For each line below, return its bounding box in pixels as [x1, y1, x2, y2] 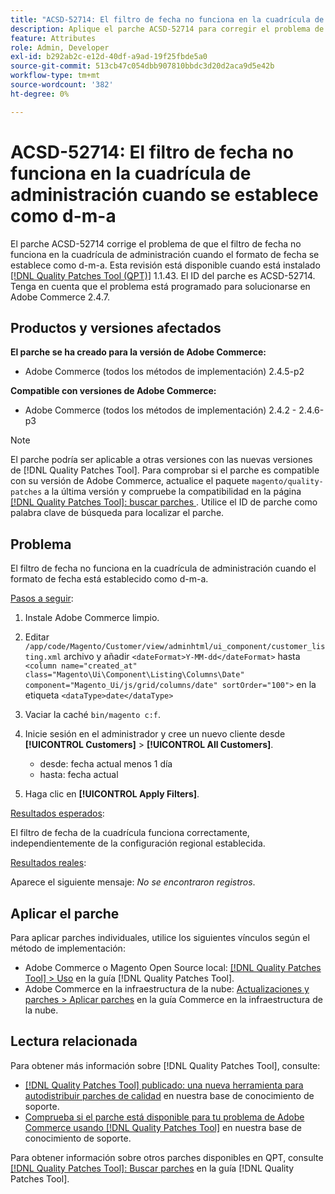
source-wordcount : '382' [10, 80, 114, 90]
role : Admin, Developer [10, 42, 110, 53]
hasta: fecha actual [39, 769, 119, 781]
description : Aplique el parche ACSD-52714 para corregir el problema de [10, 24, 325, 34]
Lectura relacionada [10, 1033, 138, 1050]
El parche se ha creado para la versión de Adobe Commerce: [10, 346, 267, 358]
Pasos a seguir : [10, 592, 74, 605]
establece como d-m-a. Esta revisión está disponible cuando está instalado [10, 259, 321, 271]
